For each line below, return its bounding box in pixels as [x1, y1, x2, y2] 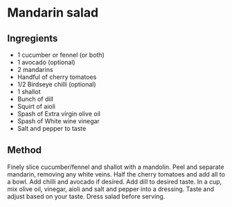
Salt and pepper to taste [17, 125, 87, 132]
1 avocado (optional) [17, 58, 75, 66]
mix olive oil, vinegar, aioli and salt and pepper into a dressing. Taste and [7, 185, 215, 193]
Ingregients [7, 33, 58, 44]
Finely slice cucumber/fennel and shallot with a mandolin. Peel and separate [7, 163, 224, 171]
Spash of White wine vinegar [17, 117, 100, 125]
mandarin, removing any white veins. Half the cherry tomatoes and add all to [7, 170, 225, 178]
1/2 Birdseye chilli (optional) [17, 80, 96, 88]
